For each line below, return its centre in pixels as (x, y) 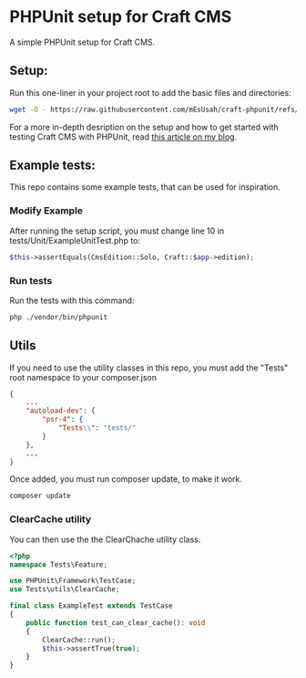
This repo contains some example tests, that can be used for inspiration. (145, 187)
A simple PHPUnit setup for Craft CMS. (82, 42)
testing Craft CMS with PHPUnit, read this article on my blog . (123, 136)
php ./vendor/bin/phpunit (58, 317)
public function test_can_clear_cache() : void (116, 622)
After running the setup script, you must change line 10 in (117, 231)
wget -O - (28, 110)
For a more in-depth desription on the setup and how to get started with (144, 127)
